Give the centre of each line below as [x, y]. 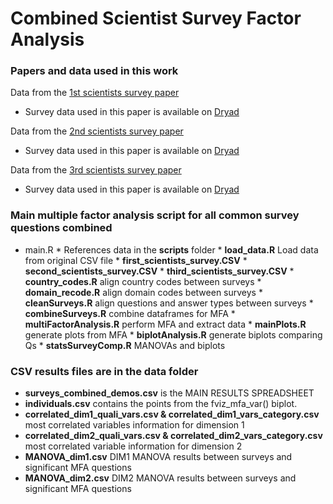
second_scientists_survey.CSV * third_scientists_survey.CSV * [159, 271]
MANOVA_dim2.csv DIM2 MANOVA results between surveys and [160, 478]
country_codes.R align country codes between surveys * [143, 281]
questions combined [61, 228]
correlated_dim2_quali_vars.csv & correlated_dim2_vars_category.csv [173, 436]
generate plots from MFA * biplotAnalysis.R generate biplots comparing [173, 334]
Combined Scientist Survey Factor [156, 18]
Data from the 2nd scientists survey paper [97, 131]
